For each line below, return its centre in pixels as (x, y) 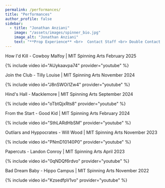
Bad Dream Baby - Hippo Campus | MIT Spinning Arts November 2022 (77, 170)
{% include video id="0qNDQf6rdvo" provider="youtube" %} (67, 161)
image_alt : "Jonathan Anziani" (46, 38)
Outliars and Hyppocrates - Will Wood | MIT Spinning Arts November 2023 (81, 132)
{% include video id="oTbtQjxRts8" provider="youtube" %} (66, 104)
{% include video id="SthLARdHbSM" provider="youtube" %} (68, 123)
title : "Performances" (28, 14)
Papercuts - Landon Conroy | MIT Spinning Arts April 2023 (65, 151)
